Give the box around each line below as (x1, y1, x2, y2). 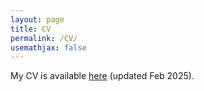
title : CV (10, 24, 52, 34)
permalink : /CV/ (10, 33, 78, 43)
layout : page (10, 14, 65, 25)
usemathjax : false (10, 42, 87, 53)
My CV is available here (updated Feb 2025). (10, 70, 195, 82)
